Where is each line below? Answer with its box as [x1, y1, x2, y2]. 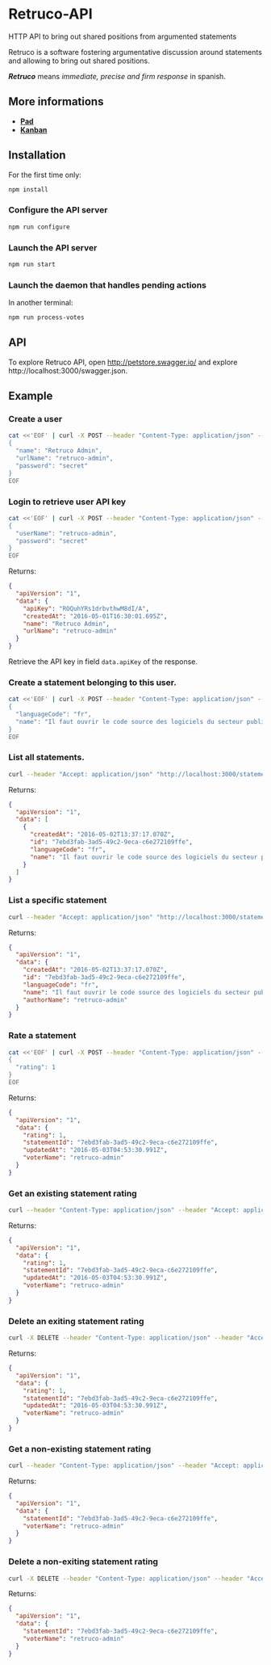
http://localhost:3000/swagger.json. [8, 365, 128, 376]
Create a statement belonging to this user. [8, 676, 177, 687]
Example [8, 389, 53, 403]
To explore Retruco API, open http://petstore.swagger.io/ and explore [8, 357, 238, 367]
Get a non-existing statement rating [8, 1443, 152, 1454]
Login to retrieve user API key [8, 496, 127, 507]
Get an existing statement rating [8, 1188, 137, 1199]
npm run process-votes [8, 313, 85, 322]
